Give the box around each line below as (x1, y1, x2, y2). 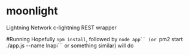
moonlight (6, 4, 58, 18)
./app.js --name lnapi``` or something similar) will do (6, 42, 134, 49)
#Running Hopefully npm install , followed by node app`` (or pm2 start (6, 35, 183, 42)
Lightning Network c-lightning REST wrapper (6, 24, 117, 31)
